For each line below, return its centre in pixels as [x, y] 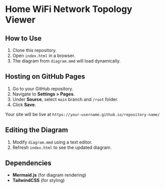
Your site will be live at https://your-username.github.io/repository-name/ [82, 114]
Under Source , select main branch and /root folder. [65, 99]
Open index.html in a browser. [44, 55]
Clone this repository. [34, 50]
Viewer [20, 20]
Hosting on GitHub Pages [45, 77]
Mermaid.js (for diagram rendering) [49, 175]
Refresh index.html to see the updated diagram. [62, 147]
